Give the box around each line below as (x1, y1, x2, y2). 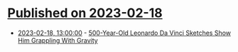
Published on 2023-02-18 (7, 5, 163, 21)
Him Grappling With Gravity (17, 36, 98, 44)
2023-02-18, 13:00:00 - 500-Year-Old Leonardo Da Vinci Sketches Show (17, 28, 232, 37)
